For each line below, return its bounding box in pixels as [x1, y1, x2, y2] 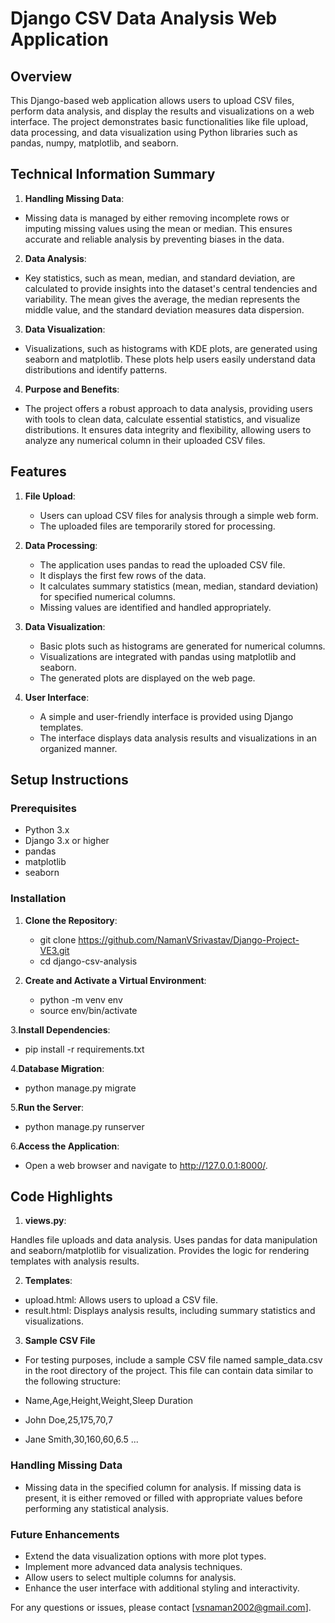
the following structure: [24, 1375, 122, 1387]
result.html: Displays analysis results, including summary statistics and [24, 1305, 316, 1317]
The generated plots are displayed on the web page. [39, 672, 256, 684]
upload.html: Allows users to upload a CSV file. [24, 1294, 218, 1306]
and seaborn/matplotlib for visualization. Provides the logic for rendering [10, 1245, 310, 1257]
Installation [10, 892, 67, 906]
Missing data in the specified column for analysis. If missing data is [24, 1481, 302, 1493]
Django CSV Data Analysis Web [10, 7, 278, 30]
